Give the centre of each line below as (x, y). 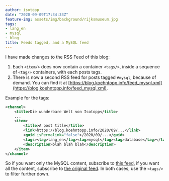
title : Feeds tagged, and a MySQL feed (47, 43)
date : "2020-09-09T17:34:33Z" (37, 15)
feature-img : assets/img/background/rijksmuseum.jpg (62, 19)
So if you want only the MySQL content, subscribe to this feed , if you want (82, 163)
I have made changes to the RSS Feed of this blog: (57, 57)
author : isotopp (22, 10)
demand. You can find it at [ (41, 82)
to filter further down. (27, 174)
